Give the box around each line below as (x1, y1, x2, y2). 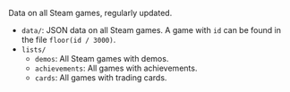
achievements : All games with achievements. (34, 63, 198, 73)
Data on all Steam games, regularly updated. (8, 8, 173, 18)
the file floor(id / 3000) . (21, 35, 116, 45)
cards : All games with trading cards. (34, 72, 167, 83)
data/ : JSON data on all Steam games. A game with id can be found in (21, 25, 281, 35)
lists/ (21, 46, 47, 54)
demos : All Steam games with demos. (34, 54, 169, 63)
